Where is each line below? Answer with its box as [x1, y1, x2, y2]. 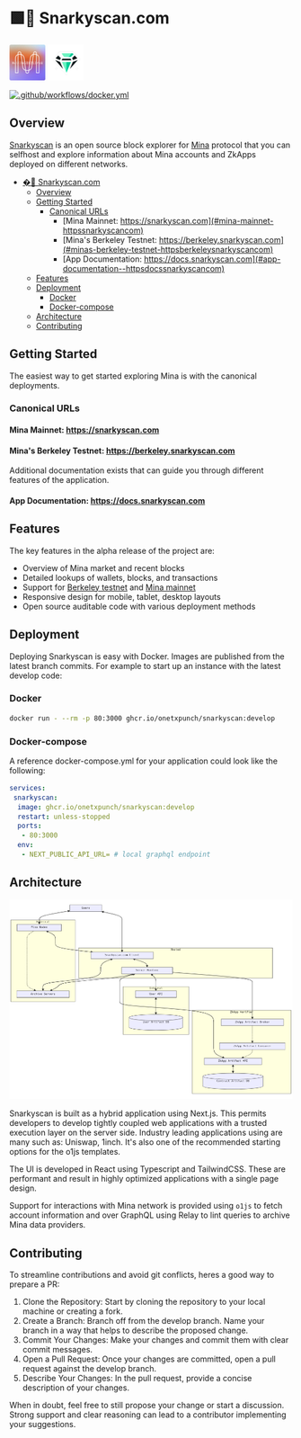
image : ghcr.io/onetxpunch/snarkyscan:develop [17, 802, 195, 811]
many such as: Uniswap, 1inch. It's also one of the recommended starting [9, 1137, 281, 1148]
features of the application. [9, 475, 110, 486]
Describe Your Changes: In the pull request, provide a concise [22, 1373, 252, 1384]
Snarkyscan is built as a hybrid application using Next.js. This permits [9, 1108, 267, 1119]
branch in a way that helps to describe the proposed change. [22, 1325, 249, 1336]
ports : [17, 821, 42, 831]
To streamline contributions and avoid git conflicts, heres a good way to [9, 1270, 275, 1281]
